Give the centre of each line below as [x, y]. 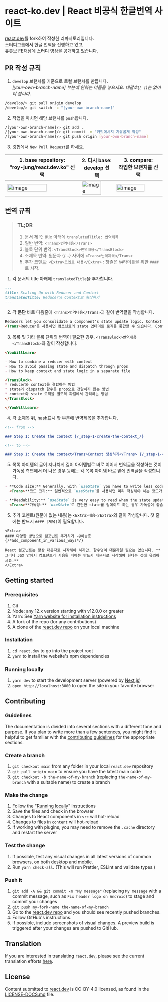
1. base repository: [42, 160]
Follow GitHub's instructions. [42, 917]
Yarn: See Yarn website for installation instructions [64, 616]
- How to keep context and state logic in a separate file [68, 371]
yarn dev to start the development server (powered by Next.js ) [77, 680]
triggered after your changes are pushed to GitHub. [65, 928]
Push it [14, 880]
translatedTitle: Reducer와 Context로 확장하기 [52, 297]
